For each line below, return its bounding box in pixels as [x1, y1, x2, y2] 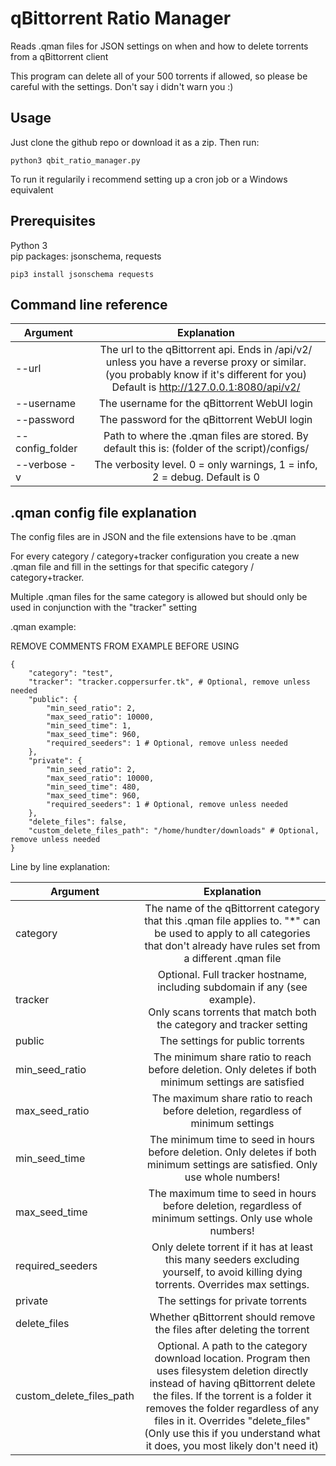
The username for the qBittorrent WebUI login [98, 397, 314, 411]
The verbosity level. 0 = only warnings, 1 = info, [94, 458, 318, 472]
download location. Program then [154, 1352, 311, 1366]
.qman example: [10, 621, 77, 633]
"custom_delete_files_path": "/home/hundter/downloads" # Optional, [28, 826, 320, 836]
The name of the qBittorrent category [144, 902, 320, 916]
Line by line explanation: [10, 861, 111, 873]
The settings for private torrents [157, 1294, 308, 1308]
